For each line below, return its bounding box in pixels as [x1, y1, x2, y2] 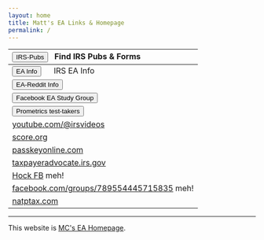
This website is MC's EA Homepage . [8, 223, 126, 233]
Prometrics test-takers [16, 107, 80, 116]
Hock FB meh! [12, 170, 64, 181]
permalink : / [8, 26, 51, 34]
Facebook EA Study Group [16, 94, 94, 102]
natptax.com [12, 196, 59, 207]
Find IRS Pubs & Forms [53, 51, 141, 62]
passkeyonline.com [12, 145, 84, 156]
